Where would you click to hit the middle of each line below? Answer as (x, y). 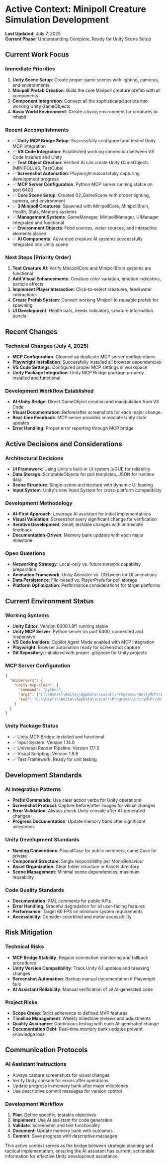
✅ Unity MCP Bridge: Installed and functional (58, 736)
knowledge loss (28, 1034)
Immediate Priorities (30, 69)
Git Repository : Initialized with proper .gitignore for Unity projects (80, 653)
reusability (23, 877)
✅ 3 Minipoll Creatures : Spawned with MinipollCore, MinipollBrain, (81, 206)
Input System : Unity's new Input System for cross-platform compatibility (87, 490)
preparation (24, 569)
